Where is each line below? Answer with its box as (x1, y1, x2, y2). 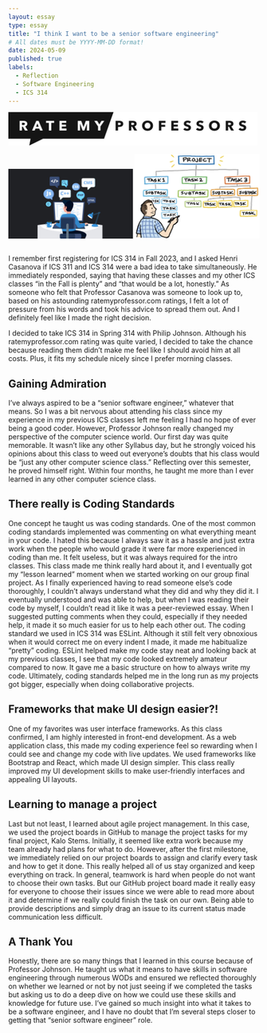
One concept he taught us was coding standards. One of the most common (8, 518, 257, 528)
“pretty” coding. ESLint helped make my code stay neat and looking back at (8, 646, 257, 655)
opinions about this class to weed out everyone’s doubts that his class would (8, 449, 260, 458)
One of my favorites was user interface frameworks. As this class (8, 724, 223, 733)
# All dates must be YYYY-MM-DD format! (8, 38, 145, 46)
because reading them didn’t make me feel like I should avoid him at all (8, 345, 241, 355)
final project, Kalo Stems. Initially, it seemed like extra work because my (8, 835, 244, 845)
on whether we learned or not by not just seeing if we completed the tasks (8, 981, 253, 992)
